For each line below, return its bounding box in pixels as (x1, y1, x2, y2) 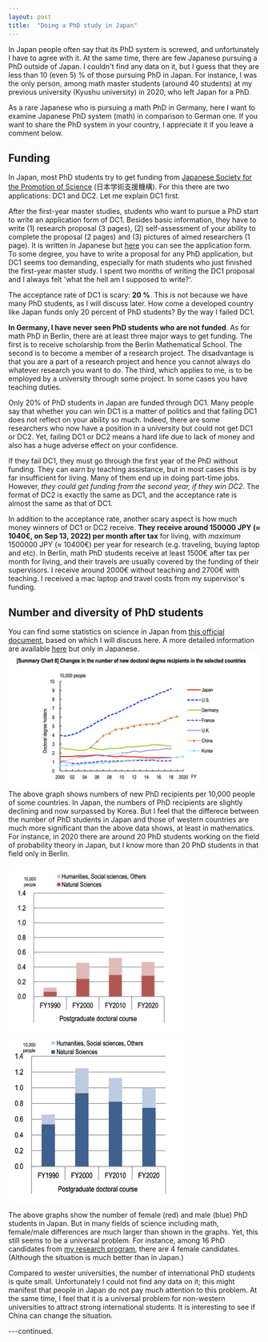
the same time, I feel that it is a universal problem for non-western (8, 1293, 226, 1303)
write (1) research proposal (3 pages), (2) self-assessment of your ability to (8, 224, 256, 233)
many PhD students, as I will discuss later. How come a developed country (8, 299, 254, 309)
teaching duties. (8, 382, 62, 392)
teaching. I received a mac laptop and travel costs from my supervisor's (8, 574, 246, 584)
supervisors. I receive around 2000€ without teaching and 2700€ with (8, 565, 240, 575)
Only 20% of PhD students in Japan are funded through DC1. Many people (8, 398, 254, 408)
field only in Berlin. (8, 848, 70, 858)
